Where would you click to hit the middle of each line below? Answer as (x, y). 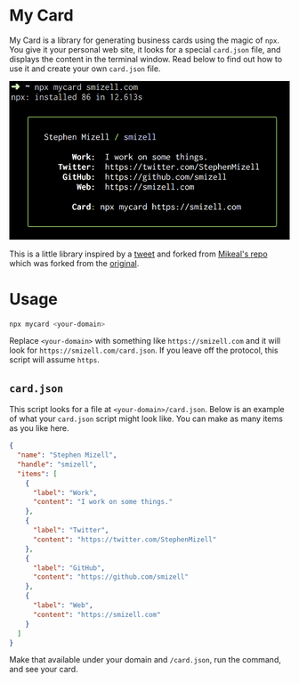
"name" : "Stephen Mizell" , (67, 455)
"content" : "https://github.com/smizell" (111, 577)
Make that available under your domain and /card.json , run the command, (145, 660)
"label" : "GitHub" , (69, 568)
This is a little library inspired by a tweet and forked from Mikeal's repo (139, 254)
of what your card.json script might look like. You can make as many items (146, 419)
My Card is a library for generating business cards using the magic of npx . (145, 40)
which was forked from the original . (74, 263)
